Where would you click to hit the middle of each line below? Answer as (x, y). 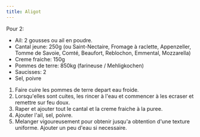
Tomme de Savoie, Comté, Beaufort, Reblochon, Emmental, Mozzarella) (103, 53)
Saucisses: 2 (30, 71)
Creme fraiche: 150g (40, 59)
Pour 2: (15, 29)
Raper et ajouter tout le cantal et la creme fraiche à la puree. (89, 108)
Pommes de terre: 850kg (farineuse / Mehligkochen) (79, 66)
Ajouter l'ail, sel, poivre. (44, 115)
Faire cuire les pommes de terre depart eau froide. (77, 89)
